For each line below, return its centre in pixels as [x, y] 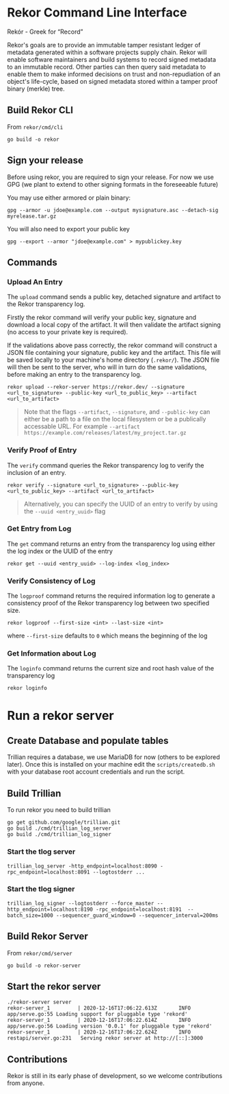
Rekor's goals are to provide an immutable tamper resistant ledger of [104, 45]
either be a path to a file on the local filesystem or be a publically [115, 419]
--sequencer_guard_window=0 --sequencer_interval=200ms [137, 915]
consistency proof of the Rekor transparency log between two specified [108, 603]
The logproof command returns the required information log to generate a [111, 596]
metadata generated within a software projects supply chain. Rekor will [107, 52]
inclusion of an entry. [37, 472]
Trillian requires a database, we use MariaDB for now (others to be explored [113, 757]
